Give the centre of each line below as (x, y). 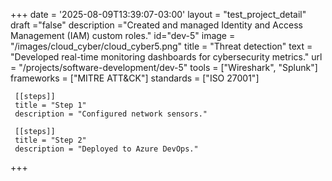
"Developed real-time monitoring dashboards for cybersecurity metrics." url (166, 57)
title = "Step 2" (50, 140)
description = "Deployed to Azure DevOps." (106, 149)
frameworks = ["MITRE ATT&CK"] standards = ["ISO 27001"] (135, 78)
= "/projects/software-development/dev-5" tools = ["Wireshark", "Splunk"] (164, 67)
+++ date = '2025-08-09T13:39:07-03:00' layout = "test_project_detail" (158, 14)
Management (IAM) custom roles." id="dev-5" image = (123, 35)
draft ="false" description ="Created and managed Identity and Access (156, 25)
